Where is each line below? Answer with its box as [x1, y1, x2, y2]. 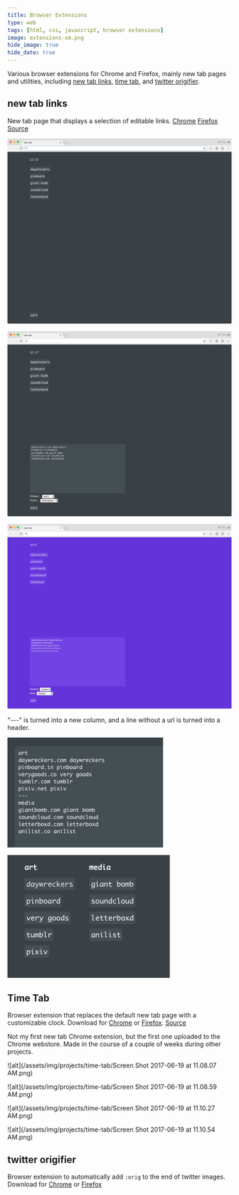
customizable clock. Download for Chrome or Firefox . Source [7, 1018, 187, 1027]
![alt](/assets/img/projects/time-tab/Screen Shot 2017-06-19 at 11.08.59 [7, 1082, 217, 1091]
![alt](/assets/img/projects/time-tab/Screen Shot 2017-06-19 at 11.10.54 [7, 1125, 216, 1134]
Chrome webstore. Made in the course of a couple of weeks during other [7, 1040, 222, 1048]
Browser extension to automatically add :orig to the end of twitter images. [7, 1172, 225, 1181]
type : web [7, 19, 37, 26]
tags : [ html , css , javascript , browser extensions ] [7, 26, 164, 33]
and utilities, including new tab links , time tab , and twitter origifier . [7, 77, 201, 85]
